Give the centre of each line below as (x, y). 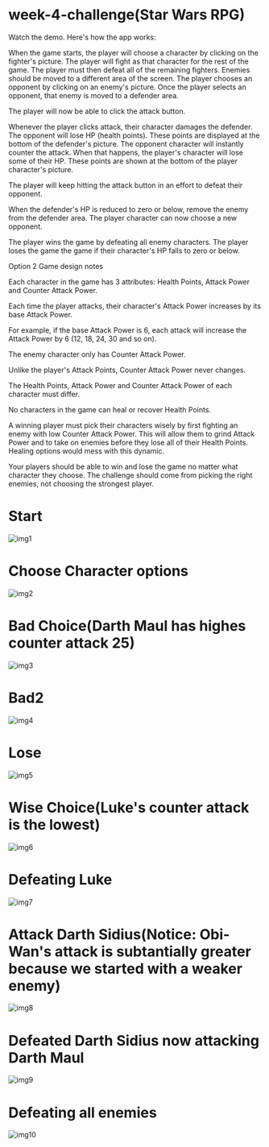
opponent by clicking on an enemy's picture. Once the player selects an (128, 87)
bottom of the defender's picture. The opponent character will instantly (126, 143)
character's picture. (41, 169)
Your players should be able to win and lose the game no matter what (123, 466)
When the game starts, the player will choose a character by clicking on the (134, 52)
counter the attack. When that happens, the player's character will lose (126, 152)
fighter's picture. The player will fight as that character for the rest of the (128, 61)
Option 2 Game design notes (56, 266)
